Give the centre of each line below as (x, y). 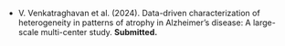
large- (264, 23)
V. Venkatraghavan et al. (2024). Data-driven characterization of (139, 13)
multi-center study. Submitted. (99, 32)
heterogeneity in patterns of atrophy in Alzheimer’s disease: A (134, 23)
